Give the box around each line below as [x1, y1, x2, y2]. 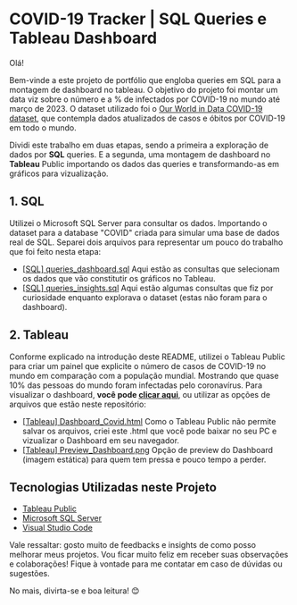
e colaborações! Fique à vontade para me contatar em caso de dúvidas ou [9, 559, 283, 569]
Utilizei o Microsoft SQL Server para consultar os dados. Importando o [9, 217, 268, 228]
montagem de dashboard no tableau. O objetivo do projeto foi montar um [9, 84, 278, 95]
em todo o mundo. [9, 122, 78, 133]
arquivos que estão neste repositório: [9, 399, 147, 409]
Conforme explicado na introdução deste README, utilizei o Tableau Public [9, 351, 285, 362]
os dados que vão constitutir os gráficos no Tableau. [21, 273, 216, 283]
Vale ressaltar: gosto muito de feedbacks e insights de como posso [9, 540, 257, 550]
